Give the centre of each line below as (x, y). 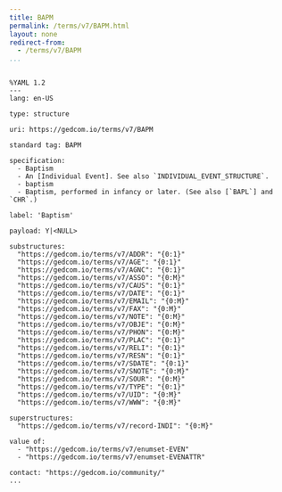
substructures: (37, 247)
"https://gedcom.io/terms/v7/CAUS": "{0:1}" (101, 286)
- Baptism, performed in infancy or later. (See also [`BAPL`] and (145, 193)
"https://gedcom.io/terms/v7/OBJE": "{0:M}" (101, 325)
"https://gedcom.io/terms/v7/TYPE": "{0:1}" (101, 387)
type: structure (39, 114)
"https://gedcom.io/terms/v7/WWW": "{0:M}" (99, 403)
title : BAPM (31, 17)
